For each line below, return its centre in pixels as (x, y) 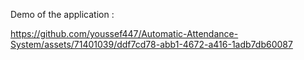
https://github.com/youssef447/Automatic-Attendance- (124, 33)
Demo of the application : (62, 14)
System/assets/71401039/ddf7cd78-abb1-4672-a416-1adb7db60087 (151, 44)
